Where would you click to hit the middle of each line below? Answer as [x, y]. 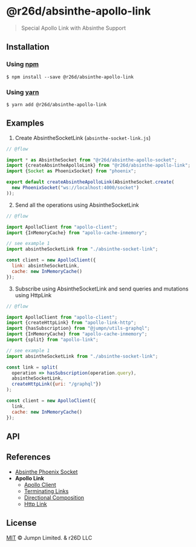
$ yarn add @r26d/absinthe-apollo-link [57, 104]
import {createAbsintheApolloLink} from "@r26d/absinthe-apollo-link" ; [98, 166]
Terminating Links [46, 491]
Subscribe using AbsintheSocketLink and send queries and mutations [102, 289]
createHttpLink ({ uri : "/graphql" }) [57, 384]
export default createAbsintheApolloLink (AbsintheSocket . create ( [90, 182]
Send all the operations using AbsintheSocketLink [77, 205]
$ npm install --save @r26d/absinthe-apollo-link [70, 77]
